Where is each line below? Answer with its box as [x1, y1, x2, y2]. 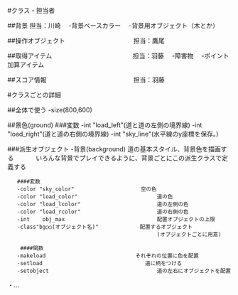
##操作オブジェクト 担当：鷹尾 [7, 36, 165, 45]
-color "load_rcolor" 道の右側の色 [16, 208, 189, 215]
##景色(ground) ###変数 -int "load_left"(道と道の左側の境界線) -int [7, 121, 202, 129]
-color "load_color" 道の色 [16, 193, 173, 200]
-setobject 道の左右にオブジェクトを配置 [16, 267, 231, 274]
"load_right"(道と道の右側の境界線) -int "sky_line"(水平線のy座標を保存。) [7, 130, 219, 138]
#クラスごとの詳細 [7, 91, 62, 99]
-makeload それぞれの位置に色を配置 [16, 252, 199, 259]
